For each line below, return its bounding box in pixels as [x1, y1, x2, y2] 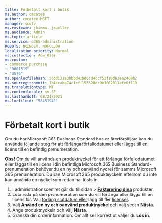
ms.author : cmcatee [5, 12, 45, 17]
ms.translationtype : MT [5, 84, 54, 90]
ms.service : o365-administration [5, 39, 74, 44]
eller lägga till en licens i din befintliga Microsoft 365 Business [5, 161, 130, 167]
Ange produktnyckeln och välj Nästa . [12, 207, 87, 213]
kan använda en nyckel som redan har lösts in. [5, 177, 99, 183]
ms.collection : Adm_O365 [5, 53, 56, 58]
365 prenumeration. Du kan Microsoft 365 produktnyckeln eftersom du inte [5, 171, 157, 177]
